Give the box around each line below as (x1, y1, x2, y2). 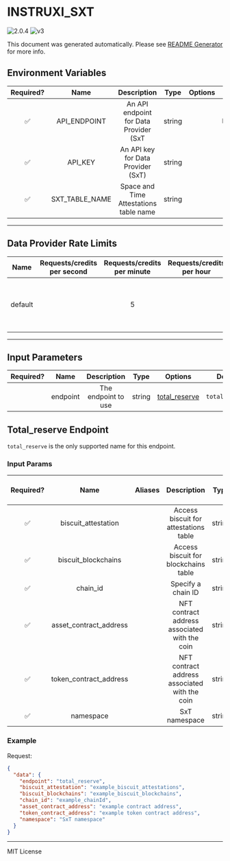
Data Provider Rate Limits (7, 238, 118, 250)
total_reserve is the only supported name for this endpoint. (7, 442, 176, 450)
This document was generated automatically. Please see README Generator (7, 40, 223, 48)
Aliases (134, 485, 160, 495)
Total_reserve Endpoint (7, 424, 110, 435)
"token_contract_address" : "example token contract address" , (19, 810, 201, 816)
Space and (120, 181, 155, 191)
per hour (182, 267, 211, 276)
